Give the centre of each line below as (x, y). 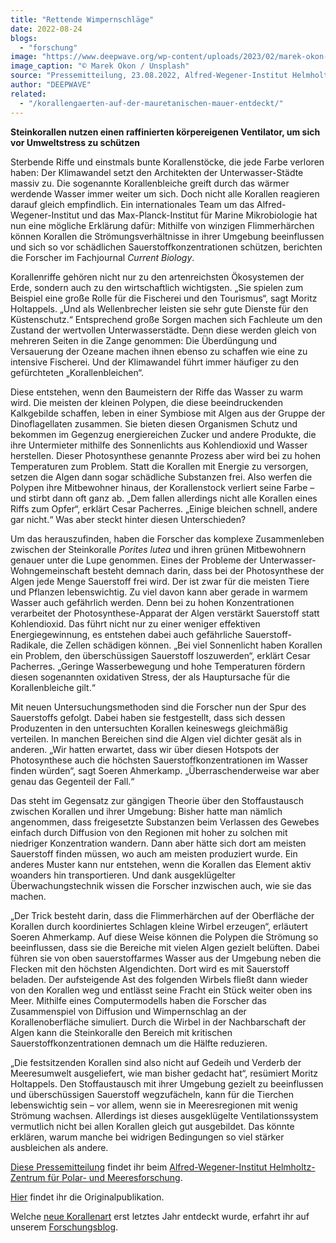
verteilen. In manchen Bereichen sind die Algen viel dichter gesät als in (156, 738)
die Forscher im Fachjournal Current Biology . (102, 257)
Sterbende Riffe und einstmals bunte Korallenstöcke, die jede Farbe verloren (167, 162)
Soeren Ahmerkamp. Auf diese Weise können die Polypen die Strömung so (164, 937)
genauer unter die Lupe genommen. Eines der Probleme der (134, 560)
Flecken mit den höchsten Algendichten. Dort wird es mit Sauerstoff (150, 968)
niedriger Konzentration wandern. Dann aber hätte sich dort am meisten (158, 843)
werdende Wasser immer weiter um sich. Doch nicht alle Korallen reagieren (165, 193)
